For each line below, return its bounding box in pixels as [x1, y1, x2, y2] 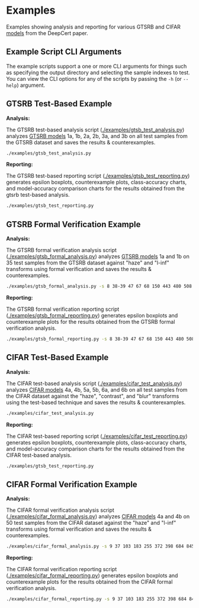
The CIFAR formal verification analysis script [6, 506, 114, 514]
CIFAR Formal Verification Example [6, 479, 137, 489]
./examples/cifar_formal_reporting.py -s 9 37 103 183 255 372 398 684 [6, 596, 187, 602]
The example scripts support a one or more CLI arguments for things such [6, 62, 187, 70]
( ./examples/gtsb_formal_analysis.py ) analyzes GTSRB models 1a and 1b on [6, 253, 190, 260]
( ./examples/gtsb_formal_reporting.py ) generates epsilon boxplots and [6, 312, 178, 319]
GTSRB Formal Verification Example [6, 219, 141, 229]
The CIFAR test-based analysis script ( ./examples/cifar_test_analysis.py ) [6, 380, 182, 387]
